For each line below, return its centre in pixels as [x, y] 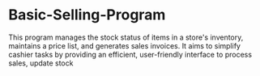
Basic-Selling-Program [87, 15]
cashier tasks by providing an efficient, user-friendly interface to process [130, 54]
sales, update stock [41, 63]
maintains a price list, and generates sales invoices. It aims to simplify [125, 45]
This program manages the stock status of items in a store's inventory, [126, 37]
